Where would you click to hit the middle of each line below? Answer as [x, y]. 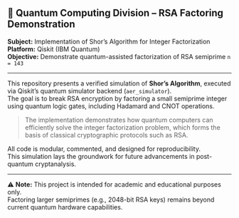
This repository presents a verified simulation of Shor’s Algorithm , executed [119, 83]
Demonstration [42, 25]
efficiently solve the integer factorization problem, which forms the [122, 127]
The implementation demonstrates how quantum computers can [119, 120]
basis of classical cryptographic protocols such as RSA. [106, 135]
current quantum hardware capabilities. [65, 207]
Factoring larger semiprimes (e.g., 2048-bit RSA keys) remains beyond [111, 199]
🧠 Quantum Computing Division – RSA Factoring [116, 13]
